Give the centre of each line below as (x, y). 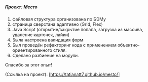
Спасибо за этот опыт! (29, 65)
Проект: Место (21, 7)
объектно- (129, 45)
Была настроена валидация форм (48, 40)
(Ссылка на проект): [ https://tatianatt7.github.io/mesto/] (62, 74)
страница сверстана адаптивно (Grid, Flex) (57, 24)
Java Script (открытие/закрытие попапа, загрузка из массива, (78, 29)
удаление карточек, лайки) (41, 35)
